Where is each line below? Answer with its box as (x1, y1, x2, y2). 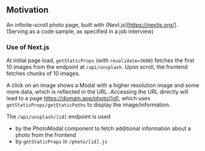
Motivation (6, 5, 49, 15)
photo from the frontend (15, 131, 76, 139)
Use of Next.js (6, 43, 50, 51)
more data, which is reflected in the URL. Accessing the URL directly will (6, 88, 188, 95)
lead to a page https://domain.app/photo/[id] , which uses (6, 95, 151, 102)
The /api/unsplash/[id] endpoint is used (6, 113, 111, 120)
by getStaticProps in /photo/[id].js (15, 138, 108, 145)
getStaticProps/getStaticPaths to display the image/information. (6, 101, 171, 109)
